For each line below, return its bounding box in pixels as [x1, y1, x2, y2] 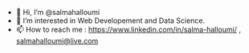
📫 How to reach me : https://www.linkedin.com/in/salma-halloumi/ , [15, 25, 241, 34]
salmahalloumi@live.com [15, 36, 99, 45]
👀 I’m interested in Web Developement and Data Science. [15, 16, 206, 25]
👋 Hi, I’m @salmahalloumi [15, 8, 100, 17]
